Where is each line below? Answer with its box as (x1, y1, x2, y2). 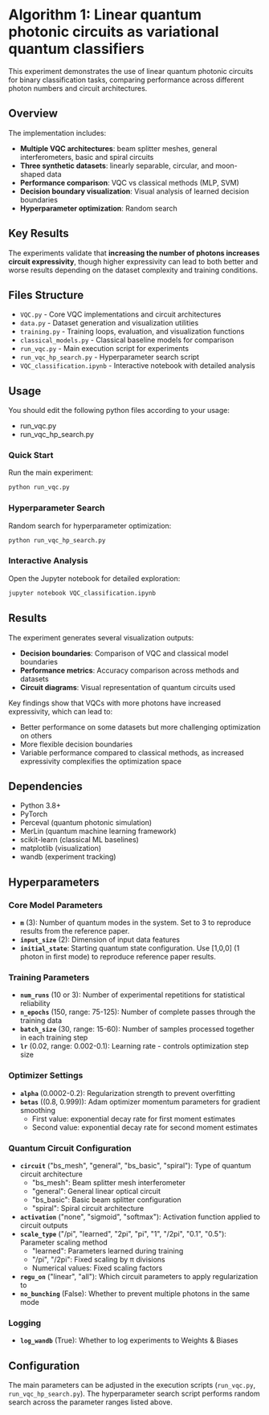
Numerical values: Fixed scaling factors (31, 1263, 163, 1273)
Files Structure (8, 288, 84, 302)
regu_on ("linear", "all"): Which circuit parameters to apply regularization (19, 1271, 259, 1281)
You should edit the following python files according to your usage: (8, 406, 230, 415)
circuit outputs (19, 1220, 68, 1230)
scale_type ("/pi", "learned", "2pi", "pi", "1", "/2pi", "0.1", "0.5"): (19, 1229, 227, 1238)
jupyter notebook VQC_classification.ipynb (8, 589, 157, 597)
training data (19, 1016, 63, 1025)
